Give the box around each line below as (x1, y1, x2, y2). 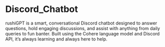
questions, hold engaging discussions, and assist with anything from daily (5, 25, 160, 31)
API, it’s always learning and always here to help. (5, 36, 108, 42)
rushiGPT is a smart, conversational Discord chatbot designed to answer (5, 20, 157, 26)
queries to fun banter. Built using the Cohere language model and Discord (5, 30, 160, 36)
